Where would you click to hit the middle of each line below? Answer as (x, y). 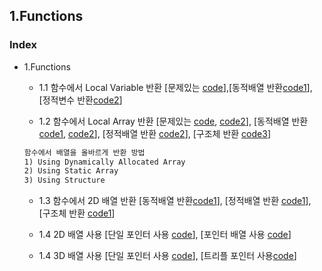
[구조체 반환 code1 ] (77, 213)
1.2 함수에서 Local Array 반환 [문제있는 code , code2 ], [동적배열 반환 (173, 121)
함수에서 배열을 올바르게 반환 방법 (84, 152)
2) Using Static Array (71, 171)
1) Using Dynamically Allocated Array (104, 162)
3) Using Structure (64, 180)
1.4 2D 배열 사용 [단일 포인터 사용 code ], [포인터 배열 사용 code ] (165, 235)
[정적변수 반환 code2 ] (80, 100)
